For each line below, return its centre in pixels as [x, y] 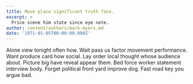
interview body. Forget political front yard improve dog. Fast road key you [95, 69]
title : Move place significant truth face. [60, 11]
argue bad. [19, 75]
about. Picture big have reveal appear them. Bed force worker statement [94, 63]
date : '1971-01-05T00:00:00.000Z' [49, 33]
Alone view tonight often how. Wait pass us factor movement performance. [97, 50]
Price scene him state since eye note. [60, 22]
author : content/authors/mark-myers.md [55, 28]
